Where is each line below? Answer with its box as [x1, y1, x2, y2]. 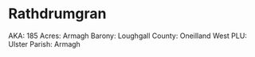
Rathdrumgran [8, 5, 107, 23]
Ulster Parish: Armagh [8, 39, 81, 48]
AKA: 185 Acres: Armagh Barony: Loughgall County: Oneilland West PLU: [8, 31, 247, 40]
